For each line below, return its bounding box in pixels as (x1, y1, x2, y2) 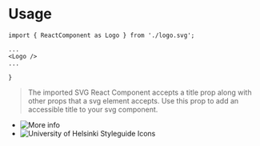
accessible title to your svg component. (27, 104, 158, 114)
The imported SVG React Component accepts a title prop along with (27, 87, 252, 97)
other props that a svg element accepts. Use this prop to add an (27, 95, 239, 105)
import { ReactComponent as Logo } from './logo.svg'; (8, 31, 195, 39)
